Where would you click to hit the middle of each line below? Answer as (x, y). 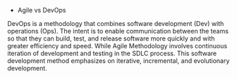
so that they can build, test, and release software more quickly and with (111, 38)
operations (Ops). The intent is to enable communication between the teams (118, 31)
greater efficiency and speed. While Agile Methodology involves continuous (117, 46)
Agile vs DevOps (42, 10)
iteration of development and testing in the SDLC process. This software (112, 53)
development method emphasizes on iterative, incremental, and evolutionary (119, 61)
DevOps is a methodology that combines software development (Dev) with (116, 23)
